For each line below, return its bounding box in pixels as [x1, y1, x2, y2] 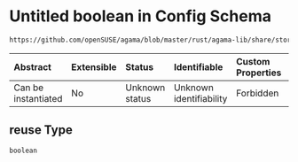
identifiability [173, 92, 228, 104]
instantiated [13, 92, 63, 104]
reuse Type [9, 122, 73, 138]
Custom [236, 55, 271, 67]
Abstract [13, 60, 51, 73]
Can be [13, 81, 44, 94]
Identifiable [173, 60, 223, 73]
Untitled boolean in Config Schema [9, 6, 272, 27]
